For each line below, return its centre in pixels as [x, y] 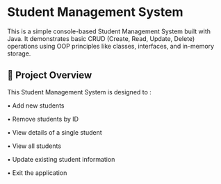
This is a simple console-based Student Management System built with [109, 31]
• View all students [34, 146]
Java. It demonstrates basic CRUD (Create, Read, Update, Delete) [101, 38]
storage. [19, 53]
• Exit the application [37, 173]
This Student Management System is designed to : [79, 92]
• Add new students [36, 106]
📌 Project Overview [50, 75]
